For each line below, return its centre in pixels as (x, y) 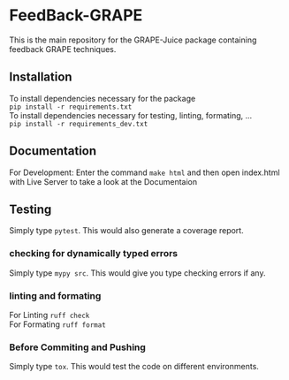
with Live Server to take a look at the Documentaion (103, 181)
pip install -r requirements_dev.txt (79, 124)
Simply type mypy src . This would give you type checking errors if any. (137, 273)
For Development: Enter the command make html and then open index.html (144, 172)
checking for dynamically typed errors (94, 254)
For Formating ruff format (57, 324)
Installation (41, 77)
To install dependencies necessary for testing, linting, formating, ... (131, 115)
